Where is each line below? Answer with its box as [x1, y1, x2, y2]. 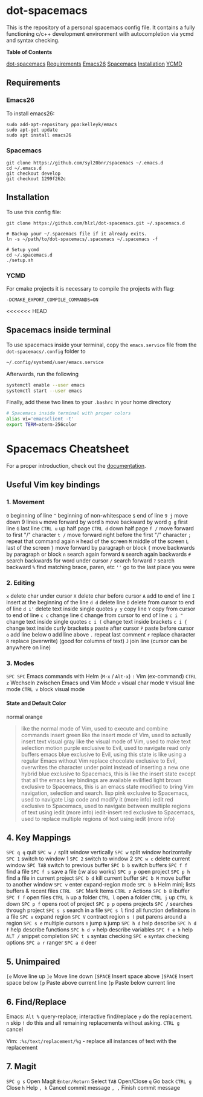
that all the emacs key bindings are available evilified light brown [21, 776, 182, 783]
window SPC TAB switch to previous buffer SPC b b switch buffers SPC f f [6, 862, 188, 869]
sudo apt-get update [6, 127, 59, 133]
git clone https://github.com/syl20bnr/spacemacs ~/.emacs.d [6, 160, 164, 166]
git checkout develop [6, 170, 61, 177]
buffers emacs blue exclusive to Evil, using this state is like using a [21, 751, 187, 758]
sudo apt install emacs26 [6, 132, 71, 138]
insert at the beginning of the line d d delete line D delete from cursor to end [6, 599, 195, 606]
